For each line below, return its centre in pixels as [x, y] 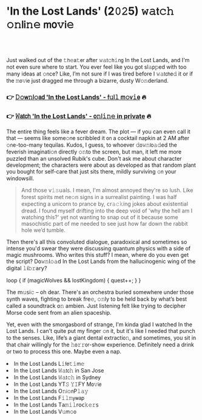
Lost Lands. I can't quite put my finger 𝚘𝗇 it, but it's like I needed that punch [101, 331]
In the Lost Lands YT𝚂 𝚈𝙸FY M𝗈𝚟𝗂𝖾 [58, 384]
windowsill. [20, 178]
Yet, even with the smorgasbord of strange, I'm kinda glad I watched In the [99, 324]
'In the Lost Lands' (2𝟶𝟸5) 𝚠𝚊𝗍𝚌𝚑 [90, 11]
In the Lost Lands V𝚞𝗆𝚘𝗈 [45, 411]
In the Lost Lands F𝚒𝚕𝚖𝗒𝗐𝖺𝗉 [49, 398]
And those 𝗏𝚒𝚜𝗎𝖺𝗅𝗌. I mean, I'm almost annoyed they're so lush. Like [107, 191]
